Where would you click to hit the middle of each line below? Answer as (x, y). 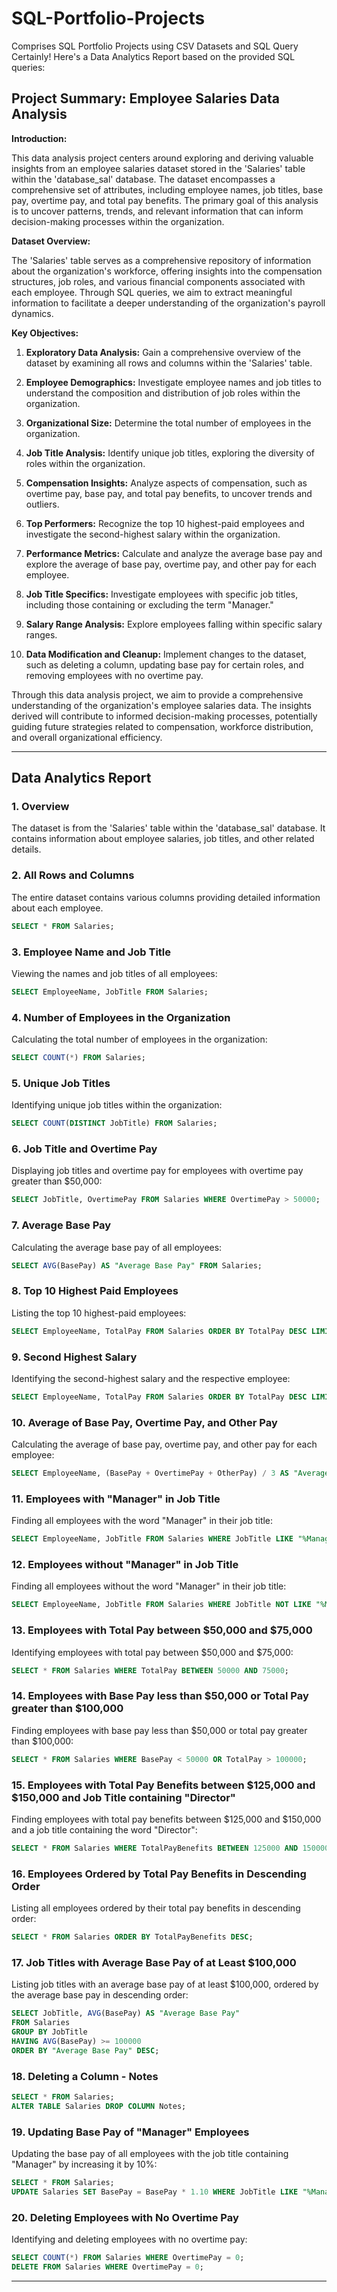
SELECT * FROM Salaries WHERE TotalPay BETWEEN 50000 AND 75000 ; (150, 1670)
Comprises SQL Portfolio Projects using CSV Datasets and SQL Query (155, 46)
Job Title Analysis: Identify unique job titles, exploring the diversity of (170, 453)
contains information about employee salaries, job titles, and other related (163, 839)
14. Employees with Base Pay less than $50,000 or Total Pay (160, 1696)
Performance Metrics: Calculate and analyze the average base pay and (174, 553)
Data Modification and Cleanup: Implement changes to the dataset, (166, 654)
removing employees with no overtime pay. (114, 675)
